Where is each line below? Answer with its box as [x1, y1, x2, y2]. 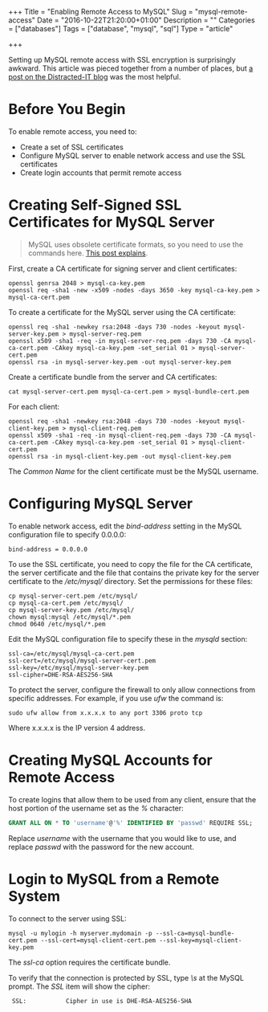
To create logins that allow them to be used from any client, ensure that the [8, 794, 257, 804]
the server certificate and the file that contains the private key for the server [8, 568, 259, 577]
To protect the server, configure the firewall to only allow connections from [8, 684, 256, 694]
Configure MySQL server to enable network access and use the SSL [19, 150, 246, 160]
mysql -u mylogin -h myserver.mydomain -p [8, 929, 152, 937]
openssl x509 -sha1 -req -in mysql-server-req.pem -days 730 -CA [8, 337, 231, 345]
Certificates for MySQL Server [8, 213, 215, 231]
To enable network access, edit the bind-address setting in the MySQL [8, 521, 242, 531]
